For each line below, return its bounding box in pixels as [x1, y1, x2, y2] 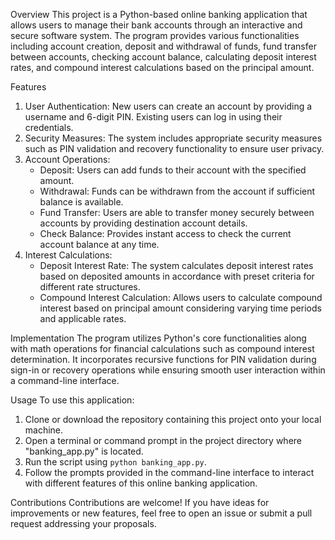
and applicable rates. [39, 313, 127, 324]
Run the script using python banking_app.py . [24, 456, 207, 468]
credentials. [24, 122, 74, 133]
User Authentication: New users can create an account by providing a [24, 100, 313, 112]
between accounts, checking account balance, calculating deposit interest [10, 51, 317, 63]
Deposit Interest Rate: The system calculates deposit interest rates [39, 260, 314, 271]
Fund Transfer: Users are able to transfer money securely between [39, 207, 315, 218]
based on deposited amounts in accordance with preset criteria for [39, 270, 315, 282]
